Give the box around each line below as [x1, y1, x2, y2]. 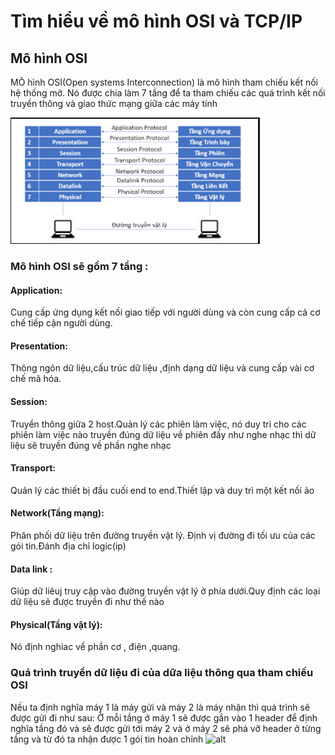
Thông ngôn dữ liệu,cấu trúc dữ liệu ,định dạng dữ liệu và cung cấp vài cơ [10, 362, 315, 374]
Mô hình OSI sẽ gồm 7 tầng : [10, 259, 149, 273]
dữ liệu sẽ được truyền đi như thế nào [10, 596, 165, 608]
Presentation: [10, 340, 68, 352]
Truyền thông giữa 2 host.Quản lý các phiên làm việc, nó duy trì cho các [10, 418, 307, 430]
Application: [10, 284, 63, 296]
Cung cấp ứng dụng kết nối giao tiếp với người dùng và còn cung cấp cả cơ [10, 306, 321, 319]
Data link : [10, 563, 53, 575]
